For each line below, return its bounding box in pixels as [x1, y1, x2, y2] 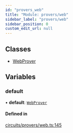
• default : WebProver [5, 99, 47, 105]
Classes [5, 45, 31, 53]
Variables [5, 73, 36, 81]
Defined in [5, 111, 28, 117]
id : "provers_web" [5, 7, 44, 13]
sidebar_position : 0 [5, 21, 49, 27]
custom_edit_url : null [5, 26, 53, 31]
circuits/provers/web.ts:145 [5, 122, 62, 128]
